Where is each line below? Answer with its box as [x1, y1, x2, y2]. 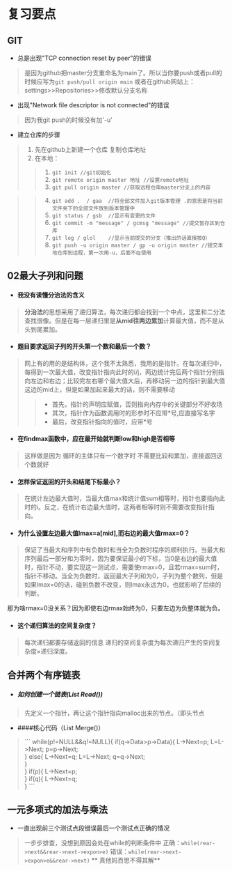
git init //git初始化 [51, 169, 112, 176]
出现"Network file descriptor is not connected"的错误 [17, 101, 169, 109]
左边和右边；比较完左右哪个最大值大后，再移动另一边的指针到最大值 [30, 376, 226, 385]
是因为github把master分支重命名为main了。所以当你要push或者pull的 [24, 69, 222, 77]
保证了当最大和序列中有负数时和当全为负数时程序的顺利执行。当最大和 [24, 546, 226, 554]
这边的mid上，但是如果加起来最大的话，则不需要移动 [24, 385, 176, 394]
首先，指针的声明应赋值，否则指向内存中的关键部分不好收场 [51, 400, 223, 408]
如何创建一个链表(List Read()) [17, 690, 103, 698]
